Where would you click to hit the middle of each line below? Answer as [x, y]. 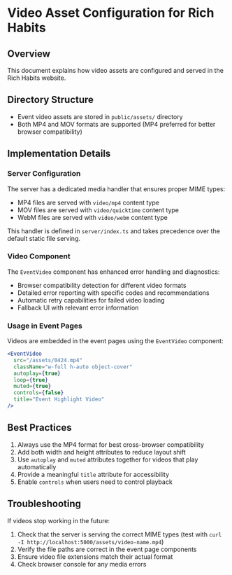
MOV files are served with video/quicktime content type [98, 210]
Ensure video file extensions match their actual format [95, 556]
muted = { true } [32, 387]
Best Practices [39, 428]
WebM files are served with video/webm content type [92, 217]
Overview [29, 54]
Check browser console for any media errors [82, 564]
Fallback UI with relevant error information [78, 307]
